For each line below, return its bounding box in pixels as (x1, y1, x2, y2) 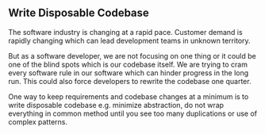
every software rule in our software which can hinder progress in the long (8, 67, 249, 78)
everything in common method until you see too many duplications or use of (8, 109, 258, 118)
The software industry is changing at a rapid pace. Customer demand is (8, 27, 244, 36)
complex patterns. (8, 117, 67, 126)
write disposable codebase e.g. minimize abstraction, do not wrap (8, 100, 225, 109)
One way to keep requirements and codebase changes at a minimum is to (8, 91, 249, 101)
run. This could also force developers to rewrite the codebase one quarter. (8, 76, 252, 86)
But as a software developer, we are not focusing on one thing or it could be (8, 51, 256, 60)
